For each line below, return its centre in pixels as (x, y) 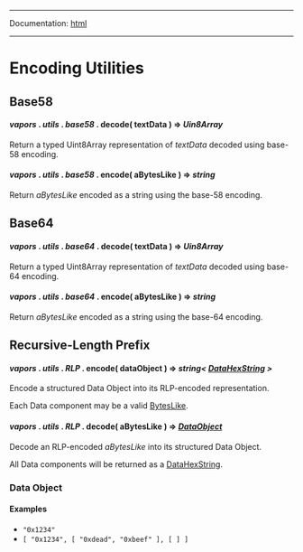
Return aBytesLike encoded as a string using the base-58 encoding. (136, 194)
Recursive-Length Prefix (80, 346)
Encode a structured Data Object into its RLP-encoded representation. (139, 388)
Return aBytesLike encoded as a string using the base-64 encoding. (136, 316)
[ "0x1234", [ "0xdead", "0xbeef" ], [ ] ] (106, 539)
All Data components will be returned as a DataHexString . (116, 464)
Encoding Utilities (77, 68)
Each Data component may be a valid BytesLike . (99, 406)
